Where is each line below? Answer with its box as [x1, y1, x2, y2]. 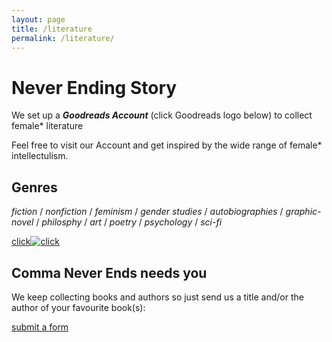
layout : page [11, 14, 66, 25]
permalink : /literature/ [11, 33, 115, 43]
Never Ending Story [11, 76, 178, 99]
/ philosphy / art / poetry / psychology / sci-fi [35, 216, 223, 228]
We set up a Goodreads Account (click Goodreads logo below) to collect [11, 109, 313, 121]
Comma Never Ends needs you [11, 264, 208, 281]
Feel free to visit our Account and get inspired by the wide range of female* [11, 139, 323, 151]
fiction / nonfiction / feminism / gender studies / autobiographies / [11, 206, 284, 218]
